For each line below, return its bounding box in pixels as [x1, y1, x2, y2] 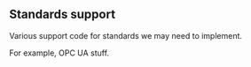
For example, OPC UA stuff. [9, 48, 109, 58]
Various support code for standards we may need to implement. [9, 30, 242, 41]
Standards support [9, 7, 116, 22]
